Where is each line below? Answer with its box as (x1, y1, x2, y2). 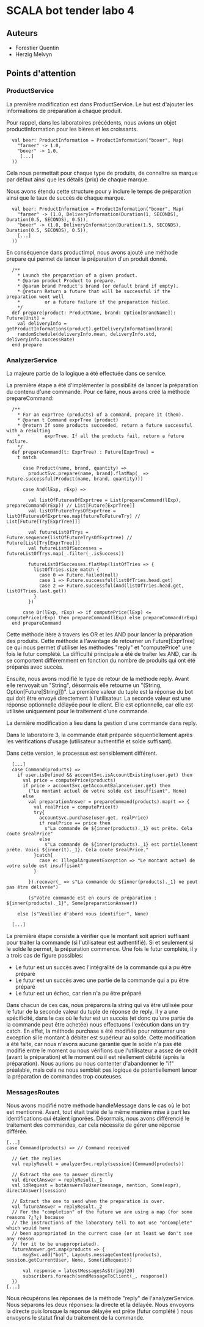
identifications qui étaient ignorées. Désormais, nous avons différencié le (6, 1115, 190, 1122)
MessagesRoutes (6, 1088, 59, 1096)
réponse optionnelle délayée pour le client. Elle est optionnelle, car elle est (6, 700, 194, 708)
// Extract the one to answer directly (12, 1172, 114, 1178)
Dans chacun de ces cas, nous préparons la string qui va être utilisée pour (6, 1001, 194, 1008)
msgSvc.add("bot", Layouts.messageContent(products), (22, 1252, 163, 1258)
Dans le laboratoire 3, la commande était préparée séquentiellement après (6, 731, 193, 738)
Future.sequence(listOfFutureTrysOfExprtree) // (6, 534, 133, 540)
